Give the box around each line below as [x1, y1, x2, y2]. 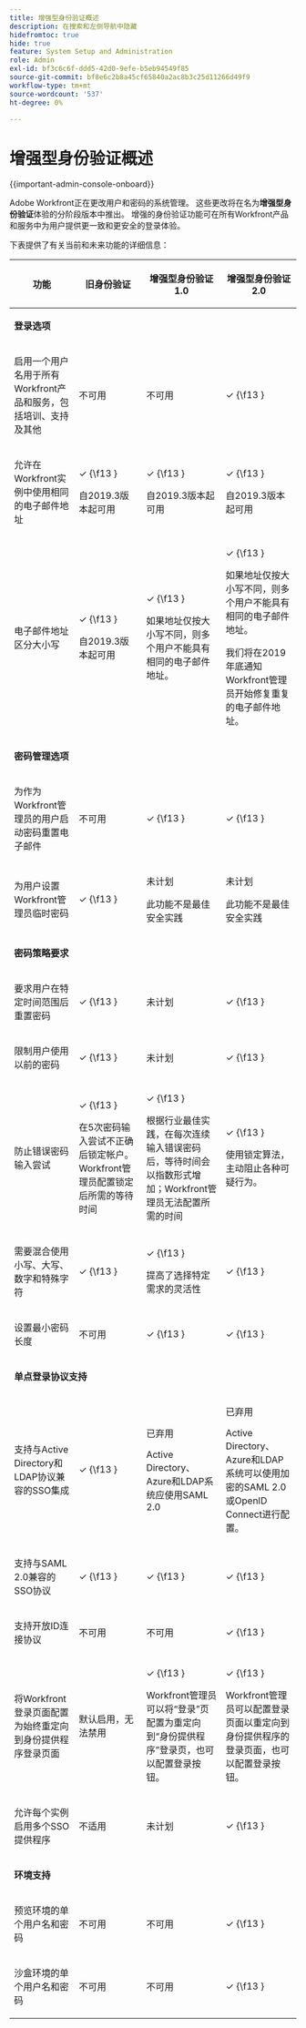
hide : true [9, 38, 51, 48]
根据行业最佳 [146, 1115, 202, 1127]
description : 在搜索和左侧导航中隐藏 [9, 22, 138, 31]
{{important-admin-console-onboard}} [9, 178, 155, 189]
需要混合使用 [14, 1245, 70, 1258]
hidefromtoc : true [9, 30, 79, 39]
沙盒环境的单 [14, 1967, 70, 1980]
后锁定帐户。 [78, 1148, 134, 1161]
